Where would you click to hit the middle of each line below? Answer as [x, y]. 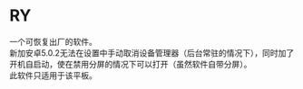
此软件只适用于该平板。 [53, 75]
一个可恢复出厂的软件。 [53, 41]
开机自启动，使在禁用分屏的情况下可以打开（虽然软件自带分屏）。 [131, 64]
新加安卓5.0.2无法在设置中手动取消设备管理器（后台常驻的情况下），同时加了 [152, 53]
